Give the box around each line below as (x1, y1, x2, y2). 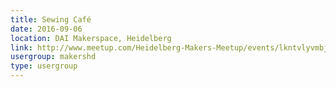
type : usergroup (10, 61, 78, 71)
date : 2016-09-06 (10, 24, 83, 34)
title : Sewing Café (10, 14, 92, 25)
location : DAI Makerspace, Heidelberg (10, 33, 172, 43)
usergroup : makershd (10, 52, 97, 62)
